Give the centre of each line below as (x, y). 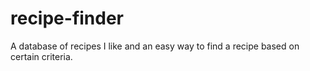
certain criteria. (41, 56)
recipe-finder (67, 18)
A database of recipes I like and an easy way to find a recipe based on (155, 46)
